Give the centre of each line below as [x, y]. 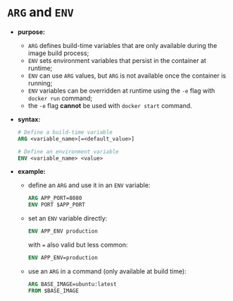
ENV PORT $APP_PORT [57, 205]
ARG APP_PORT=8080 [55, 199]
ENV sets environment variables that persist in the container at [117, 60]
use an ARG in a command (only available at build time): [107, 271]
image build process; [58, 53]
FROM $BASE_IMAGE [53, 290]
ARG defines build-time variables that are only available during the [122, 45]
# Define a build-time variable [65, 132]
